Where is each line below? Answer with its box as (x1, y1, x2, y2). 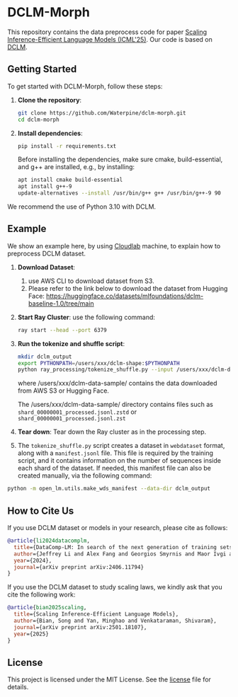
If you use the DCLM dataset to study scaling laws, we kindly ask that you (7, 583, 223, 592)
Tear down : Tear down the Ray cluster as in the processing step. (17, 427, 207, 436)
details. (7, 683, 29, 691)
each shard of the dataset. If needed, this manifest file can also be (17, 464, 211, 473)
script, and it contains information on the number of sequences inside (17, 456, 222, 465)
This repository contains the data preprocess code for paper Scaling (7, 28, 208, 36)
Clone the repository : (17, 96, 82, 104)
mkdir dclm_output (17, 353, 72, 360)
